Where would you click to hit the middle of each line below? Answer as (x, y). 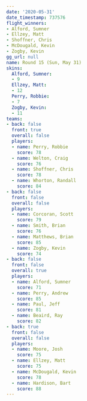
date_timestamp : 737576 (36, 18)
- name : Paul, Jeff (36, 304)
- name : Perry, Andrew (40, 293)
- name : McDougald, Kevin (44, 372)
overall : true (29, 271)
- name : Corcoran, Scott (43, 214)
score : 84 (29, 186)
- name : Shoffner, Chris (43, 169)
